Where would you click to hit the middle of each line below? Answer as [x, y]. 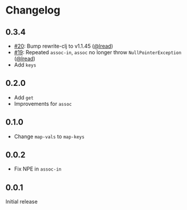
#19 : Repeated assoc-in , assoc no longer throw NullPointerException [98, 52]
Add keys [25, 65]
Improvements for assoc [43, 104]
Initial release [21, 202]
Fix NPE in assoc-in [38, 169]
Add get [24, 97]
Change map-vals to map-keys [49, 136]
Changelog [33, 10]
